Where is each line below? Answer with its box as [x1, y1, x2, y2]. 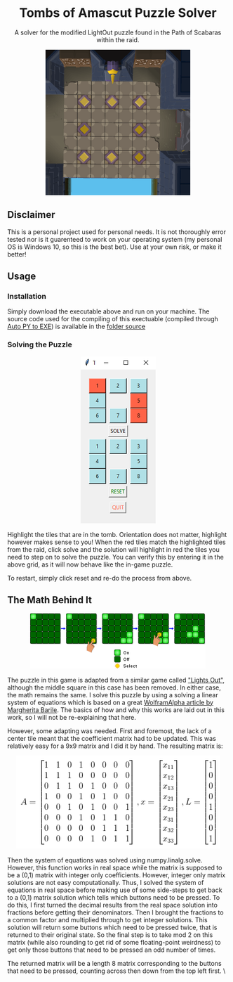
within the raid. [96, 35, 140, 44]
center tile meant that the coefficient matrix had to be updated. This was [7, 734, 216, 742]
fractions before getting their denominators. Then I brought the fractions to [7, 908, 224, 917]
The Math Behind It [7, 594, 93, 606]
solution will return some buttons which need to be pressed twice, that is [7, 923, 218, 931]
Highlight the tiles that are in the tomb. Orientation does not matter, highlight [7, 530, 227, 538]
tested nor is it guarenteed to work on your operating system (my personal [7, 235, 222, 243]
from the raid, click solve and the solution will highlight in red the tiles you [7, 545, 220, 553]
